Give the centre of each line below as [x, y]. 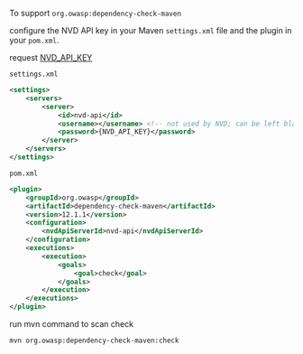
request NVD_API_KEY [51, 57]
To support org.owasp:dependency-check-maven [96, 13]
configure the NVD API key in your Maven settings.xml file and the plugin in [151, 30]
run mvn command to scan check [71, 324]
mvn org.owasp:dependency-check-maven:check [94, 340]
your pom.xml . [34, 40]
